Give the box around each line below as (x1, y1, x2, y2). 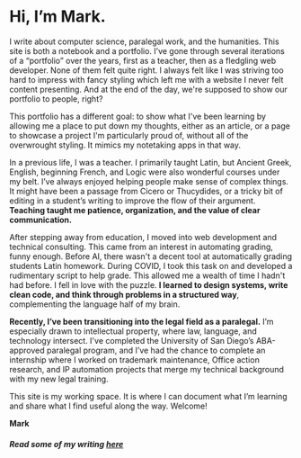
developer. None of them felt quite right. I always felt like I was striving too (9, 65, 285, 76)
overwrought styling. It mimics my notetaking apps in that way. (9, 139, 241, 150)
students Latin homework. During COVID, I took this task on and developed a (9, 260, 293, 271)
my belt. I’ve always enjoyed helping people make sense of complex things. (9, 175, 289, 186)
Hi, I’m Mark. (9, 6, 106, 27)
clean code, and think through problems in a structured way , (9, 289, 240, 300)
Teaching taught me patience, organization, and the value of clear (9, 204, 261, 215)
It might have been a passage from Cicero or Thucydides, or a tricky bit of (9, 185, 283, 196)
